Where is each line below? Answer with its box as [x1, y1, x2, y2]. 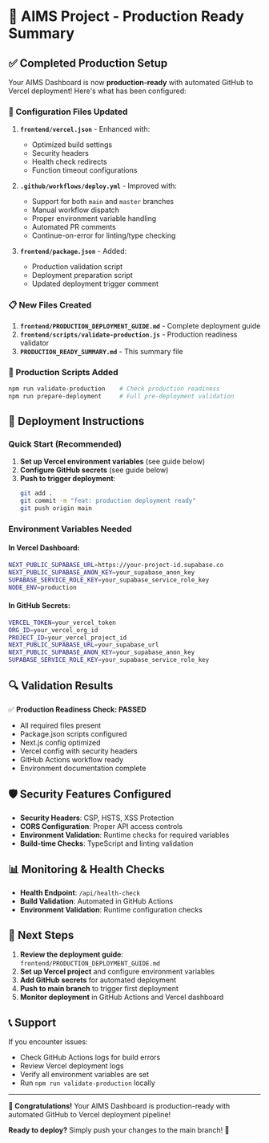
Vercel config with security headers [19, 746, 138, 756]
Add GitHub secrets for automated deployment [19, 975, 177, 985]
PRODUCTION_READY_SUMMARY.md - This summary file [19, 346, 183, 356]
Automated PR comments [31, 222, 116, 232]
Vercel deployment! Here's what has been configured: [8, 86, 187, 96]
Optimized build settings [31, 140, 113, 149]
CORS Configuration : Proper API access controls [19, 821, 183, 831]
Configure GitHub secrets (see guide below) [19, 465, 169, 475]
